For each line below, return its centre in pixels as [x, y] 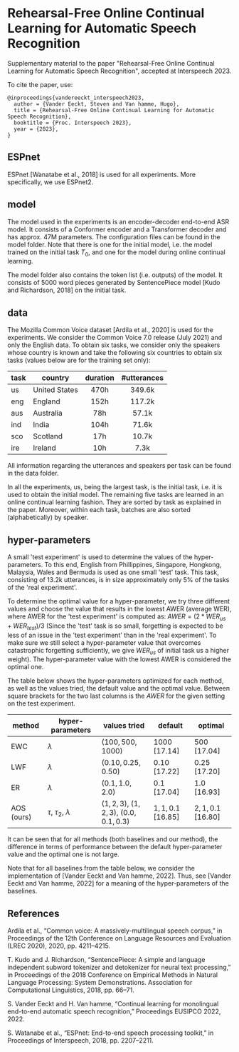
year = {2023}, [36, 129]
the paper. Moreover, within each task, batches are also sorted [99, 510]
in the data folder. [33, 474]
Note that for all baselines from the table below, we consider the [101, 868]
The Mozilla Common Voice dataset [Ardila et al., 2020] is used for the [110, 330]
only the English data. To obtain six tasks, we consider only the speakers [114, 345]
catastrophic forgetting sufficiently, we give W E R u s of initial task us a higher [118, 651]
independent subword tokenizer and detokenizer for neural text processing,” [119, 967]
